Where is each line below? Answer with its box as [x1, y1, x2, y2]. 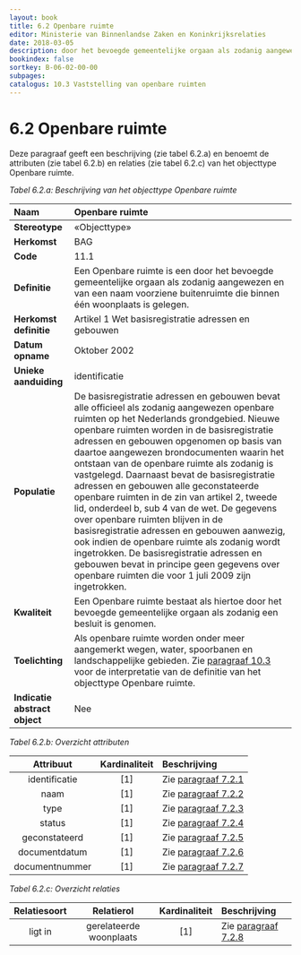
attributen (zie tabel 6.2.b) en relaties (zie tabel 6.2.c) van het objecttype [9, 158, 277, 168]
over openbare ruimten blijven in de [73, 512, 224, 525]
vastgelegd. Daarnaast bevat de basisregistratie [73, 468, 276, 480]
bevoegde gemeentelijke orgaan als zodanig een [73, 606, 279, 618]
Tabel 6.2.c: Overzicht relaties [9, 883, 121, 894]
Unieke [13, 364, 45, 376]
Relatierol [92, 904, 134, 916]
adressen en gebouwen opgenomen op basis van [73, 434, 282, 447]
